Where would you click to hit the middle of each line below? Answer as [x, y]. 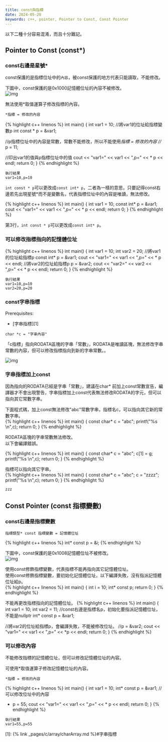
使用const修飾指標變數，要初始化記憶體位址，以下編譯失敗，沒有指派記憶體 [83, 575]
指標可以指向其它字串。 [29, 469]
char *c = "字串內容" [26, 334]
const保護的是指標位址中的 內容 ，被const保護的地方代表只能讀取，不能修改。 [84, 77]
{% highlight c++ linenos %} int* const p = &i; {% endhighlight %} [73, 542]
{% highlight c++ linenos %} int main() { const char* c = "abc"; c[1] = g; [79, 453]
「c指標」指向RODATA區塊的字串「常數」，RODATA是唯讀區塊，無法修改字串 [84, 344]
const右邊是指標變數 [30, 522]
